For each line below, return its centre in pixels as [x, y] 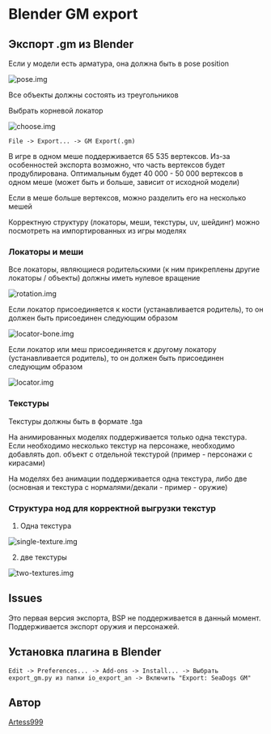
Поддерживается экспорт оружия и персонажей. [94, 626]
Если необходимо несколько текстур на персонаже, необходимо [122, 445]
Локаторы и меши [46, 251]
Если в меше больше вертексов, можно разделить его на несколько [127, 198]
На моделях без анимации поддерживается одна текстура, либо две [128, 479]
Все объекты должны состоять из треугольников [94, 95]
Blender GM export [73, 14]
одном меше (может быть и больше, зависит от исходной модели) [124, 182]
